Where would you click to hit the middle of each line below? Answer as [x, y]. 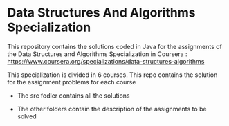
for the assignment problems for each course [72, 82]
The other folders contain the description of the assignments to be [112, 109]
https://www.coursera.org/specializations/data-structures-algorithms [106, 61]
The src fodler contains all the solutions [73, 96]
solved [27, 116]
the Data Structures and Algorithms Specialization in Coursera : [98, 54]
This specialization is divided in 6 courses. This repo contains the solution [112, 75]
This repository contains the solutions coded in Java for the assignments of [115, 46]
